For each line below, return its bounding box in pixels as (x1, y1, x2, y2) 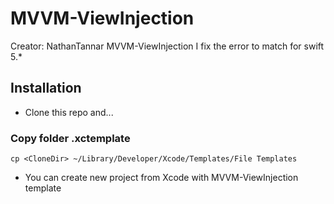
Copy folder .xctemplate (10, 131, 131, 145)
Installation (10, 80, 82, 97)
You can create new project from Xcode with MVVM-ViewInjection (24, 172, 299, 184)
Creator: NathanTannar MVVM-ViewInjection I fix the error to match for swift (10, 40, 325, 52)
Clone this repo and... (24, 106, 114, 118)
